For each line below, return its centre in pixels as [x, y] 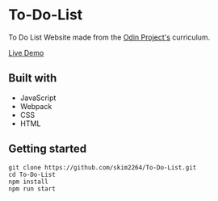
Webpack [36, 106]
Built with [33, 78]
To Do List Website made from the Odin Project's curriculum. [109, 37]
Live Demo [26, 52]
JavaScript [38, 98]
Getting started [48, 149]
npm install [28, 182]
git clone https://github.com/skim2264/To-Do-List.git [103, 167]
